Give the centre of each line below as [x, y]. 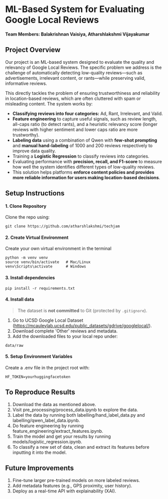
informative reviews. [26, 83]
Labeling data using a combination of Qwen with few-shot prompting [85, 140]
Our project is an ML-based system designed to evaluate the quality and [80, 62]
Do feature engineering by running [48, 426]
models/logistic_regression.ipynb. [47, 442]
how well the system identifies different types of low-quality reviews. [83, 167]
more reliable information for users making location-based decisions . [86, 177]
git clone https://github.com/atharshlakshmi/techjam [63, 226]
